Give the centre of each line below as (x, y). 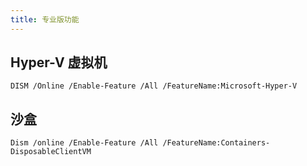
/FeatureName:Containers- (216, 143)
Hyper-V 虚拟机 (59, 62)
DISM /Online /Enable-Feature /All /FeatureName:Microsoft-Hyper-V (154, 86)
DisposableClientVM (51, 152)
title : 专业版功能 (45, 19)
